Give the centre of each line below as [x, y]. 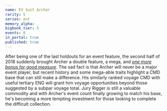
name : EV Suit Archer [28, 10]
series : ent [17, 19]
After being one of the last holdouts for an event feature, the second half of [82, 56]
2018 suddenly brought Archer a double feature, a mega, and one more [78, 61]
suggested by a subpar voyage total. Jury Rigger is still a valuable [73, 88]
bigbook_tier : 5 [22, 28]
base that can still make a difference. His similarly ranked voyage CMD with [83, 77]
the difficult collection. [28, 104]
